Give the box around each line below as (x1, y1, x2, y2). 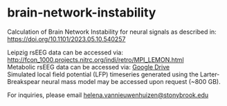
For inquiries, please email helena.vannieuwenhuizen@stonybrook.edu (7, 91, 209, 99)
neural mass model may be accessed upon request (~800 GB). (41, 77, 221, 85)
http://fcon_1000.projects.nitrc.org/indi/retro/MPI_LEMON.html (7, 55, 185, 63)
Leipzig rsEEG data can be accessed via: (7, 48, 123, 56)
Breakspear (7, 77, 40, 85)
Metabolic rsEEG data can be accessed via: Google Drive (7, 63, 170, 71)
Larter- (199, 70, 220, 78)
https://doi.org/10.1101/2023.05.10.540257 (7, 34, 126, 43)
